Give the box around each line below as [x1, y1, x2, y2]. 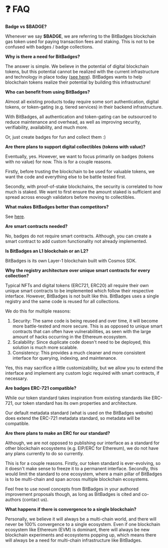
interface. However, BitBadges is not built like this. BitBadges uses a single [5, 293, 159, 299]
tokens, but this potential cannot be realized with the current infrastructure [5, 68, 159, 75]
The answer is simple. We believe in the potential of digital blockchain [5, 63, 149, 69]
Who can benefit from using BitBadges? [5, 89, 90, 95]
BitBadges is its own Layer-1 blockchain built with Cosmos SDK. [5, 257, 137, 263]
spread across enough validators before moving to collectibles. [5, 194, 136, 200]
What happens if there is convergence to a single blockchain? [5, 506, 136, 512]
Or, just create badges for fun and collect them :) [5, 134, 106, 140]
